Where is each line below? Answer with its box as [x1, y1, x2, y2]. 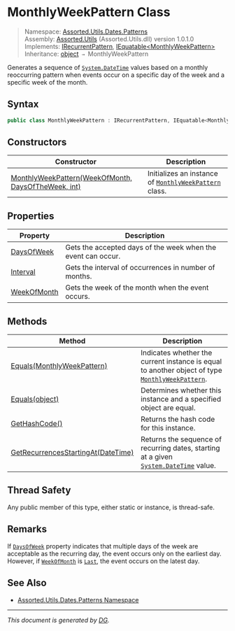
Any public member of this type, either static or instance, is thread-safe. [7, 503, 215, 511]
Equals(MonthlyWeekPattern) [10, 361, 108, 371]
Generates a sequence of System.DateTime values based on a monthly [7, 63, 208, 71]
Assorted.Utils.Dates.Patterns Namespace [17, 595, 139, 604]
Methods [7, 315, 48, 327]
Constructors [7, 136, 67, 148]
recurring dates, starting [141, 444, 220, 453]
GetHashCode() [10, 419, 63, 429]
